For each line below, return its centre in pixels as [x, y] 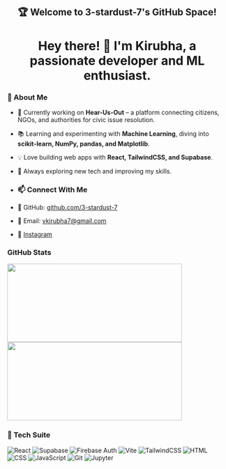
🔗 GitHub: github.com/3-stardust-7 [67, 208]
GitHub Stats [29, 252]
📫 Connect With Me [52, 190]
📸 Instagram [35, 234]
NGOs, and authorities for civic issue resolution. [86, 120]
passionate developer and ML [117, 60]
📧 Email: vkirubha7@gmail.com [62, 221]
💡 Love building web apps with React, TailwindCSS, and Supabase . [115, 157]
